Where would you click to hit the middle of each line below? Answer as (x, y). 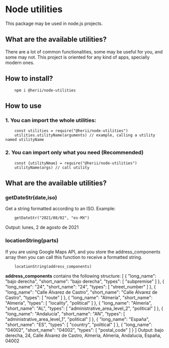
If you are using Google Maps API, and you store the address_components (83, 252)
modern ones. (20, 63)
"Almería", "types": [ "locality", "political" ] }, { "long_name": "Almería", (79, 303)
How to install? (29, 79)
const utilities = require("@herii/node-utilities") (71, 131)
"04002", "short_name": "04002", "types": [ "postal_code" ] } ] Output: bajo (84, 330)
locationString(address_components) (53, 266)
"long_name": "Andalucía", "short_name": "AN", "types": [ (65, 313)
